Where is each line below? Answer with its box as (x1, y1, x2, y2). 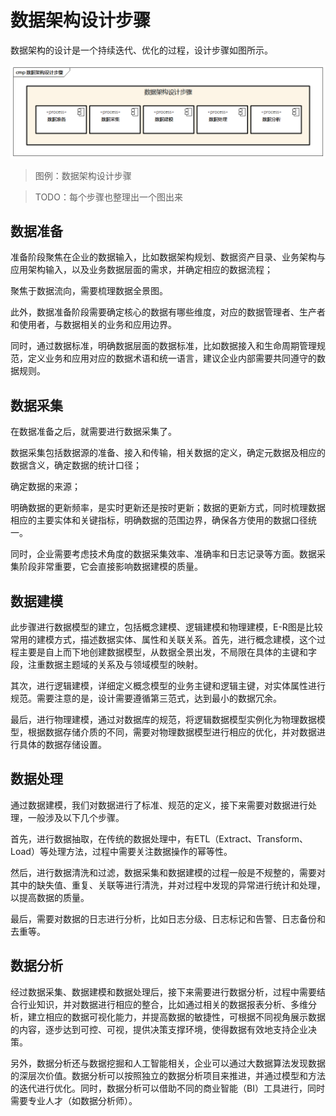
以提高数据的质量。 (10, 891, 90, 903)
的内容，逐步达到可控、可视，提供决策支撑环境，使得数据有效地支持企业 (10, 1023, 308, 1035)
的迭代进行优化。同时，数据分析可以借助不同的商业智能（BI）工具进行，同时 (10, 1082, 325, 1094)
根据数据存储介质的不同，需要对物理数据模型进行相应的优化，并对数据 (27, 726, 317, 738)
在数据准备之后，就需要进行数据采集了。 (10, 426, 177, 438)
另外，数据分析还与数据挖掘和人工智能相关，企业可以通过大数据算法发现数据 (10, 1057, 326, 1069)
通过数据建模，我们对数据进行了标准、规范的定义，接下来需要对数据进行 (10, 799, 308, 811)
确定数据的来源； (10, 481, 81, 493)
